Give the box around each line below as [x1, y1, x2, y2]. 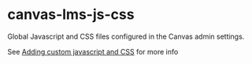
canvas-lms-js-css [7, 6, 135, 24]
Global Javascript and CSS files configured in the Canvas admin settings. [7, 32, 245, 41]
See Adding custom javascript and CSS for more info [7, 47, 179, 56]
